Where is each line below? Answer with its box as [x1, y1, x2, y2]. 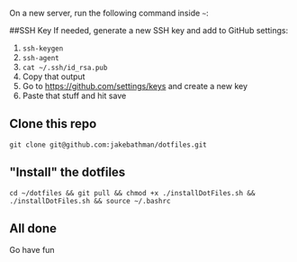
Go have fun [9, 245, 56, 256]
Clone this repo [9, 116, 97, 131]
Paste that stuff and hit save [22, 90, 127, 101]
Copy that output [22, 71, 85, 82]
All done [9, 221, 57, 237]
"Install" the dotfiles [9, 165, 126, 180]
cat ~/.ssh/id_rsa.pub [22, 63, 108, 72]
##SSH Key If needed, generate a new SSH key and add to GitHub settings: [9, 25, 289, 35]
